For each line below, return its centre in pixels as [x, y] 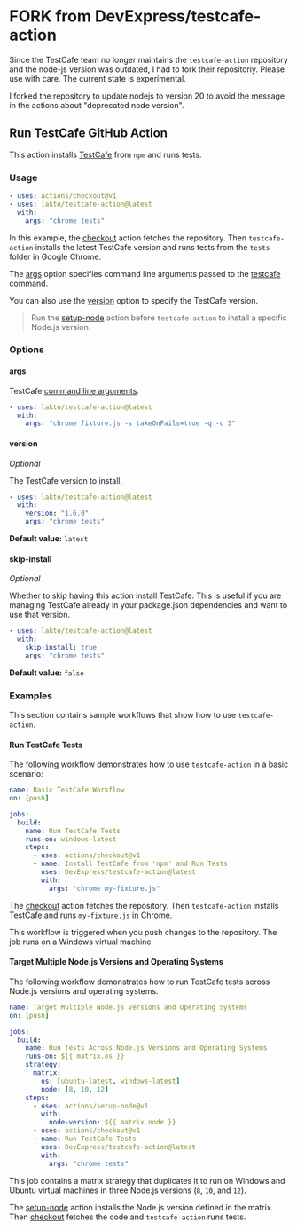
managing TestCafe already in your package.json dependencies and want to [148, 605]
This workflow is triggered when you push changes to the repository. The [143, 932]
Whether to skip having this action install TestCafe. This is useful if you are [145, 595]
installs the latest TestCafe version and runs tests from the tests [152, 247]
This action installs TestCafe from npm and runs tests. [106, 154]
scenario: [26, 774]
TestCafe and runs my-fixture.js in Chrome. [91, 915]
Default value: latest [49, 538]
